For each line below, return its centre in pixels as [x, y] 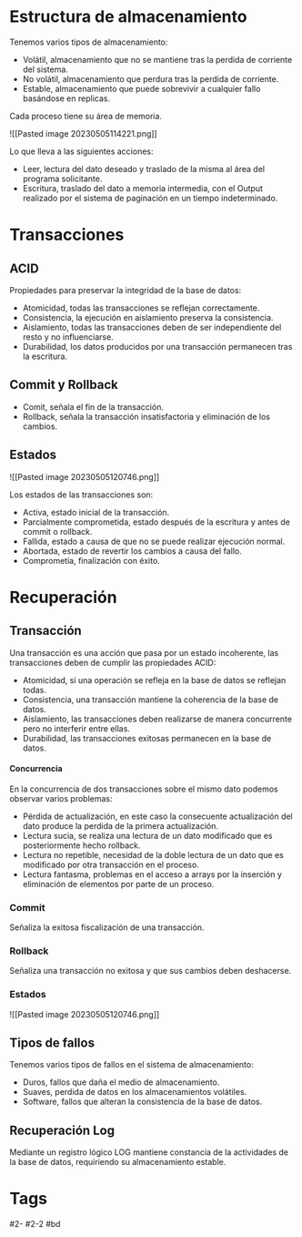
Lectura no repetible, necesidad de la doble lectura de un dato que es [153, 854]
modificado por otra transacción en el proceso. [111, 864]
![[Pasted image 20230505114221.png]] [83, 133]
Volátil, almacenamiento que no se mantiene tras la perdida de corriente [157, 59]
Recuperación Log [62, 1130]
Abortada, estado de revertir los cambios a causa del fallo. [132, 551]
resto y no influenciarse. [68, 337]
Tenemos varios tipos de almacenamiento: [89, 42]
